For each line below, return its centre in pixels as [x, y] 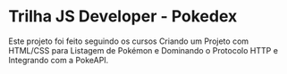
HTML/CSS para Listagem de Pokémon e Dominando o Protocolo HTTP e [143, 50]
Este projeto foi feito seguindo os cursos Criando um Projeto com [129, 41]
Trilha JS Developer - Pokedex [123, 16]
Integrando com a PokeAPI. [59, 60]
